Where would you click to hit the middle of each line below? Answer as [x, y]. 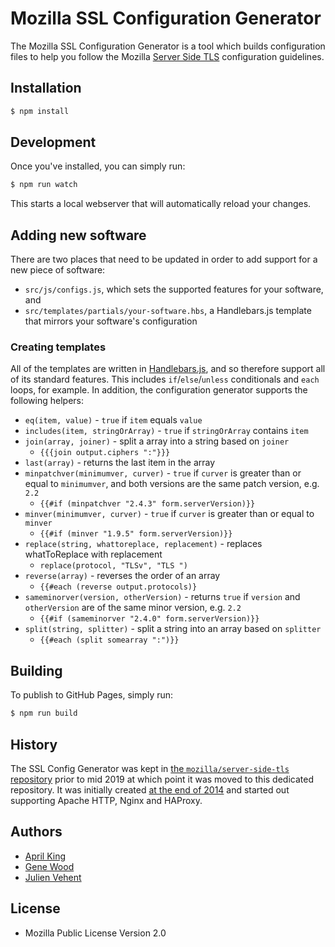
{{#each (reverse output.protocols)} [118, 587]
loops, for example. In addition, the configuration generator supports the [159, 390]
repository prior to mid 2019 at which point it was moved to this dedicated [162, 779]
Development [53, 142]
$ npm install [40, 111]
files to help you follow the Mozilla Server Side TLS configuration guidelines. [167, 56]
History [34, 744]
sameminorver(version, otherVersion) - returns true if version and [162, 597]
